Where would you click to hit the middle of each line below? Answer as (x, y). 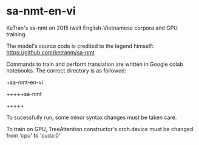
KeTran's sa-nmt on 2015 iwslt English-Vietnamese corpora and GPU (92, 28)
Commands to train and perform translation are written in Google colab (95, 64)
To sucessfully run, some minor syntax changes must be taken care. (92, 117)
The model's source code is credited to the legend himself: (80, 46)
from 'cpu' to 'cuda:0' (33, 135)
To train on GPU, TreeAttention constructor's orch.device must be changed (100, 129)
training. (17, 34)
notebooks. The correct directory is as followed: (66, 70)
